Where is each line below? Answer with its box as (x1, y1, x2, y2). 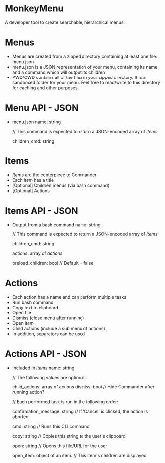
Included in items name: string (12, 365, 75, 371)
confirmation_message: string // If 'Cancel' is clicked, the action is (12, 408, 148, 414)
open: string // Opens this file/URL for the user (12, 443, 108, 449)
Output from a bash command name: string (12, 222, 101, 228)
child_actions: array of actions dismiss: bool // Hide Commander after (12, 384, 155, 390)
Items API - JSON (5, 205, 78, 216)
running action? (12, 389, 45, 395)
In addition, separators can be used (12, 331, 85, 337)
